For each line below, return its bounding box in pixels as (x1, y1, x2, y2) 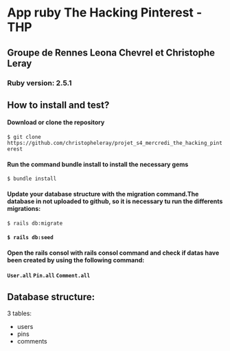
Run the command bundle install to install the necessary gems (7, 160, 189, 168)
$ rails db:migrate (7, 220, 63, 227)
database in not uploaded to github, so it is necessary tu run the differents (7, 197, 223, 205)
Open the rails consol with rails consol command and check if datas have (7, 249, 220, 257)
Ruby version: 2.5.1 (7, 78, 72, 87)
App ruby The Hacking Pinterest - (7, 5, 203, 21)
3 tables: (7, 309, 32, 317)
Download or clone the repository (7, 118, 105, 126)
